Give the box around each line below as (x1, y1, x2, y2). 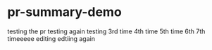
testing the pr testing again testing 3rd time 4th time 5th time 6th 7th (7, 27, 206, 35)
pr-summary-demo (7, 4, 122, 20)
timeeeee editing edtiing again (7, 34, 95, 42)
